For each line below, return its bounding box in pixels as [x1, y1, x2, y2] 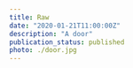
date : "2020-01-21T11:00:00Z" [9, 21, 121, 30]
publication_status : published [9, 37, 125, 47]
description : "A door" [9, 29, 93, 38]
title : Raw [9, 12, 50, 22]
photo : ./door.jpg [9, 46, 77, 55]
